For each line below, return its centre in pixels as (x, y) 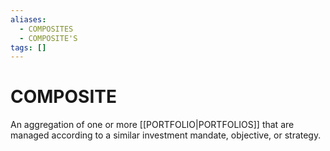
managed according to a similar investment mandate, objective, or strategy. (166, 135)
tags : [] (28, 47)
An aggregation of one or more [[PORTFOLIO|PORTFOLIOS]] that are (152, 125)
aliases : (28, 19)
